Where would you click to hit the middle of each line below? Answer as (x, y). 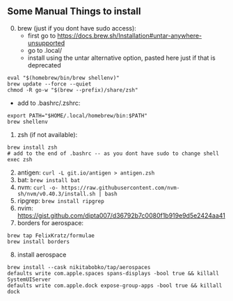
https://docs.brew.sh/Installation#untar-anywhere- (130, 35)
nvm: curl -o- (38, 187)
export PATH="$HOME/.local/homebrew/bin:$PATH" (78, 115)
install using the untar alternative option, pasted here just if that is (121, 58)
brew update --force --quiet (49, 84)
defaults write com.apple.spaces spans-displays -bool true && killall (113, 273)
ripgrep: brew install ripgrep (61, 200)
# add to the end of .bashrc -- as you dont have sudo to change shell (113, 153)
